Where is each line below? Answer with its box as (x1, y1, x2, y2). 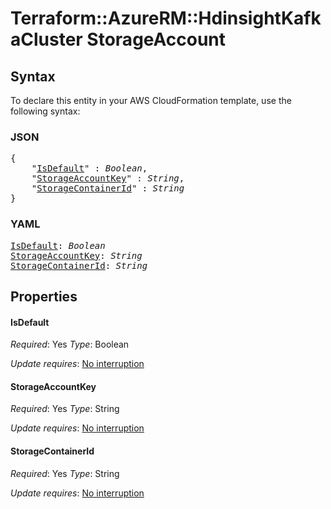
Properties (10, 288, 78, 305)
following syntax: (10, 105, 81, 117)
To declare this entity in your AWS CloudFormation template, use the (10, 95, 292, 106)
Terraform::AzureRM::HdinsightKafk (10, 7, 322, 30)
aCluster (10, 28, 83, 51)
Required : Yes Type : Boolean (10, 338, 130, 351)
